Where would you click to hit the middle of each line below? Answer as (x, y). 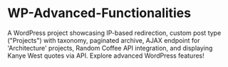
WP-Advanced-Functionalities (99, 13)
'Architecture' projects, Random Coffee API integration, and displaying (110, 48)
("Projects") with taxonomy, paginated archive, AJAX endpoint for (104, 40)
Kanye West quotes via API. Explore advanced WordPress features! (106, 56)
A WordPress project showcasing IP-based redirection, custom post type (114, 33)
